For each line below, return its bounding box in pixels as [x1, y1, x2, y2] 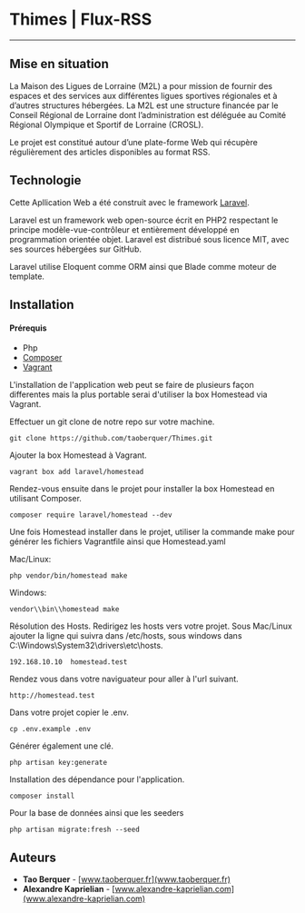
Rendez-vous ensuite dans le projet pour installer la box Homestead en [9, 483, 275, 494]
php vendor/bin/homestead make [9, 571, 128, 581]
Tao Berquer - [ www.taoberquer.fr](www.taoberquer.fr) [22, 873, 231, 885]
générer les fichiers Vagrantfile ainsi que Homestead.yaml [9, 536, 226, 547]
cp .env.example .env [9, 725, 92, 734]
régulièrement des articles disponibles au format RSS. [9, 146, 211, 157]
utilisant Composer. [9, 493, 82, 504]
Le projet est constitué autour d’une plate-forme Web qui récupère [9, 136, 259, 147]
